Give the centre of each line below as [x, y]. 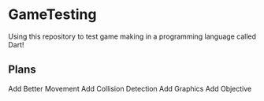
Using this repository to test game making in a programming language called [132, 36]
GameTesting [52, 15]
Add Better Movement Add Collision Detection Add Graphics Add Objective [130, 88]
